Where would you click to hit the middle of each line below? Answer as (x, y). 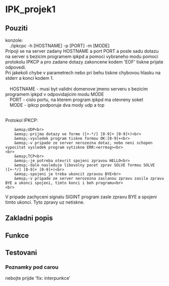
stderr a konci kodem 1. (30, 78)
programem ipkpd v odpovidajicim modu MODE (55, 94)
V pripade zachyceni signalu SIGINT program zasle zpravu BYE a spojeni (81, 197)
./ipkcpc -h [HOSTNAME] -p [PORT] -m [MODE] (60, 46)
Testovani (21, 253)
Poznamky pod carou (32, 267)
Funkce (17, 235)
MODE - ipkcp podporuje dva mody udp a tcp (57, 105)
